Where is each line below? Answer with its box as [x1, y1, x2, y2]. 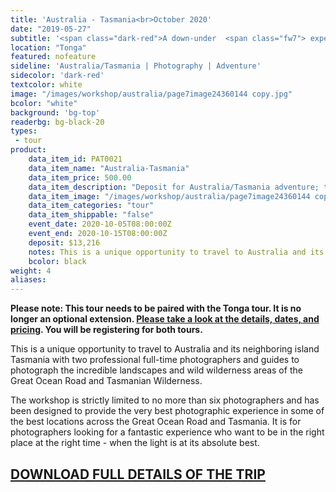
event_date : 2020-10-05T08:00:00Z [28, 219, 172, 230]
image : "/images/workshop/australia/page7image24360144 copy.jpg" [10, 89, 293, 99]
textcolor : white [10, 80, 83, 90]
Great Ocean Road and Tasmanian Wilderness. [10, 375, 203, 387]
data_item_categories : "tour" [28, 201, 155, 211]
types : [10, 126, 38, 136]
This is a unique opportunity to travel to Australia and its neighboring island [10, 343, 320, 355]
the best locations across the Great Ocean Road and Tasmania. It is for [10, 416, 302, 428]
